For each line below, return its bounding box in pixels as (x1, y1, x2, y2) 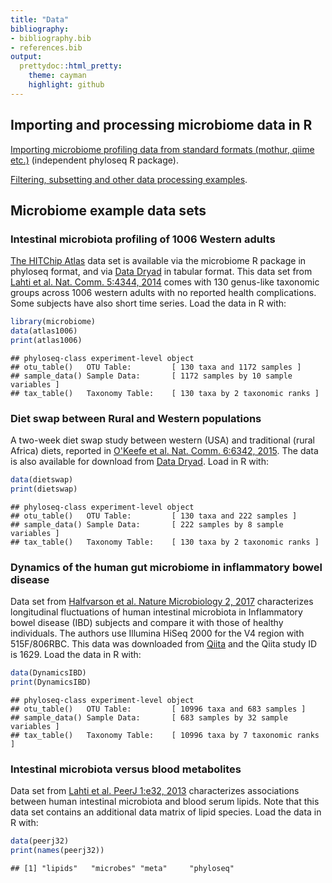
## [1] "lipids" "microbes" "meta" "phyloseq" (10, 864, 235, 874)
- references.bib (10, 42, 83, 53)
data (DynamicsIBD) (10, 668, 87, 678)
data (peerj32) (10, 836, 70, 846)
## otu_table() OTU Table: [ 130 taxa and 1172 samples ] (10, 362, 302, 372)
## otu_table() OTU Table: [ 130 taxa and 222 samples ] (10, 511, 298, 521)
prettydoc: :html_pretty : (19, 61, 123, 71)
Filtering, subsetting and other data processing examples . (10, 173, 248, 185)
